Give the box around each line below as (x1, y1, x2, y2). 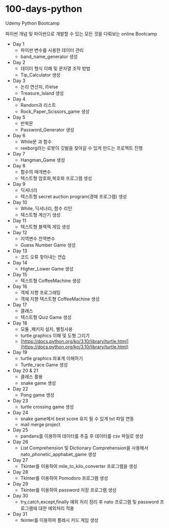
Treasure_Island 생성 (20, 90, 64, 96)
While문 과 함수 (20, 138, 52, 144)
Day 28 (12, 468, 28, 475)
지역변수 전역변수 (20, 235, 55, 241)
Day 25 (12, 427, 28, 433)
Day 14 (12, 259, 28, 266)
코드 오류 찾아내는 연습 (20, 254, 66, 260)
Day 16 (12, 283, 27, 289)
